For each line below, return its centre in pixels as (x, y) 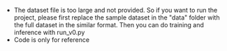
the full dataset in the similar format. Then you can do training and (109, 25)
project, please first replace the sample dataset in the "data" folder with (117, 17)
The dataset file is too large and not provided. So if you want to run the (116, 10)
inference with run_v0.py (49, 32)
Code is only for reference (51, 40)
